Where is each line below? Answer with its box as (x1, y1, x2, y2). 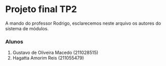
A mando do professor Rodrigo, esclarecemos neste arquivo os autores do (5, 20, 161, 26)
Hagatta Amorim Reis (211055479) (12, 55, 84, 61)
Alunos (5, 38, 24, 45)
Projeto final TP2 (5, 4, 77, 15)
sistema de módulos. (5, 25, 49, 31)
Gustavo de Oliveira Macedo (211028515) (12, 49, 98, 56)
